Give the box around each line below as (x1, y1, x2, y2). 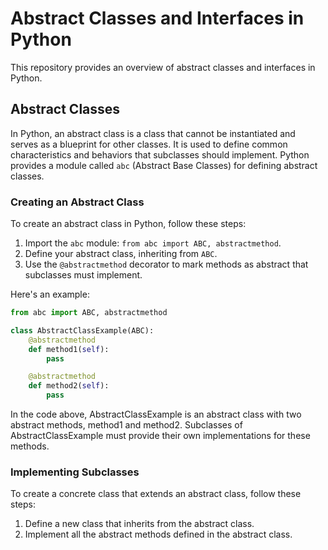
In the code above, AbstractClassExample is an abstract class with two (10, 408, 302, 421)
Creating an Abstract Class (10, 195, 145, 209)
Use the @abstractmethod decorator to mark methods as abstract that (24, 258, 309, 271)
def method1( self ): (28, 344, 110, 354)
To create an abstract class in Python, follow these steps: (10, 218, 247, 230)
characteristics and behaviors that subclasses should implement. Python (10, 148, 310, 161)
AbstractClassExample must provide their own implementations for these (10, 430, 311, 442)
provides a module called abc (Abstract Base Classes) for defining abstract (10, 159, 318, 171)
